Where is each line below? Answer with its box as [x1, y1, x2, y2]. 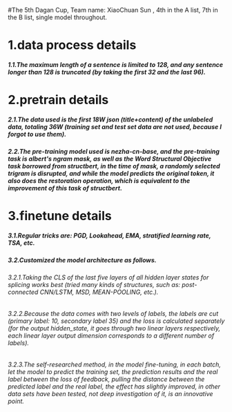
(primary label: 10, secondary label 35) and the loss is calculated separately [8, 317, 225, 325]
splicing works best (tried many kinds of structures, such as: [8, 281, 181, 289]
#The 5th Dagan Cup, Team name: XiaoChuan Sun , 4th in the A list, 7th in [8, 6, 218, 14]
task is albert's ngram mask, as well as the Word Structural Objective [8, 155, 212, 163]
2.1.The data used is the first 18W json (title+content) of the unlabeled [8, 115, 213, 124]
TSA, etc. [8, 238, 35, 247]
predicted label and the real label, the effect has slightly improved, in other [8, 382, 220, 391]
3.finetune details [8, 208, 113, 224]
